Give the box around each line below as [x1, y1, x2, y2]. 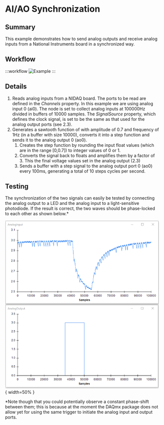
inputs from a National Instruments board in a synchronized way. [5, 41, 135, 47]
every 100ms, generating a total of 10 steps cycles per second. [19, 168, 145, 174]
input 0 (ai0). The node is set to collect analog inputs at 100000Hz [12, 106, 145, 112]
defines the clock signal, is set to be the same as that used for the [12, 116, 145, 122]
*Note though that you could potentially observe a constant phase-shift [5, 399, 149, 404]
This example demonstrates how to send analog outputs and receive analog [5, 36, 158, 42]
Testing [5, 182, 29, 191]
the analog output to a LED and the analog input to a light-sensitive [5, 201, 140, 206]
